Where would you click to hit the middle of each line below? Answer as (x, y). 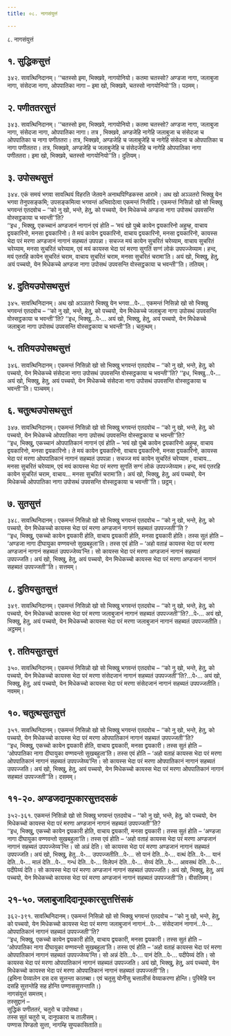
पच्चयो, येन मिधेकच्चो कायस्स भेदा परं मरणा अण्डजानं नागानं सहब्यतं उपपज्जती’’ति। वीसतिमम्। (110, 877)
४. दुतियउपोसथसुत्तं (39, 286)
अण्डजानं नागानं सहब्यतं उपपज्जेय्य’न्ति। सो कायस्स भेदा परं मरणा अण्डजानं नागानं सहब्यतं (104, 551)
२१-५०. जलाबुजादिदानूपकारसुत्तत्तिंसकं (70, 900)
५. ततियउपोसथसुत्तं (39, 348)
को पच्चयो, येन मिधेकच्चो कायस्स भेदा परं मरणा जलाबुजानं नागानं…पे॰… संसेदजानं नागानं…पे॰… (110, 924)
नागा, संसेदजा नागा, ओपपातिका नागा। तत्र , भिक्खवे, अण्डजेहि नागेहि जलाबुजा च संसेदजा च (106, 133)
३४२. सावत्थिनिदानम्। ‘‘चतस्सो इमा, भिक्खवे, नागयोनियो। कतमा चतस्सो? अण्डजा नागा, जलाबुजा (113, 78)
